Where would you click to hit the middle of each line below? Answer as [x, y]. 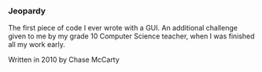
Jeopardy [27, 11]
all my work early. [37, 45]
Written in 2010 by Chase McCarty [64, 59]
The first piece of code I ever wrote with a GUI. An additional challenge [123, 28]
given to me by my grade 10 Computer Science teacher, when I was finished [131, 36]
